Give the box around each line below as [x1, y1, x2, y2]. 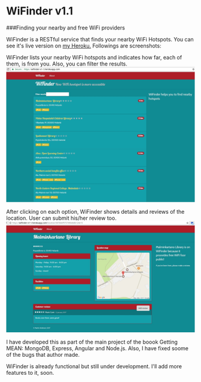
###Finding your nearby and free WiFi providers [6, 24, 126, 31]
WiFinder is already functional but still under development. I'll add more [6, 363, 182, 370]
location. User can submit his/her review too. [6, 214, 117, 222]
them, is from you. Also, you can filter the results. [6, 60, 127, 67]
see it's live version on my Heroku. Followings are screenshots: [6, 42, 162, 49]
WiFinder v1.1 [6, 4, 74, 18]
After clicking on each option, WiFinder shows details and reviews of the [6, 208, 185, 215]
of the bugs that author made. [6, 351, 80, 359]
